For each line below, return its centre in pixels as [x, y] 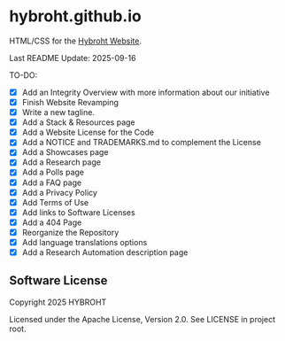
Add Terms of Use [55, 202]
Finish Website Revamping [70, 102]
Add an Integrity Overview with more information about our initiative [146, 92]
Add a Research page [62, 162]
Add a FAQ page [52, 182]
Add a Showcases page [65, 152]
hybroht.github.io [75, 16]
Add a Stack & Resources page [78, 122]
